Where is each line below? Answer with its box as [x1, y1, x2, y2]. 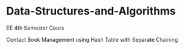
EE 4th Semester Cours [6, 24, 65, 31]
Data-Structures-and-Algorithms [6, 4, 176, 18]
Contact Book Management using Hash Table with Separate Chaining [6, 36, 179, 43]
